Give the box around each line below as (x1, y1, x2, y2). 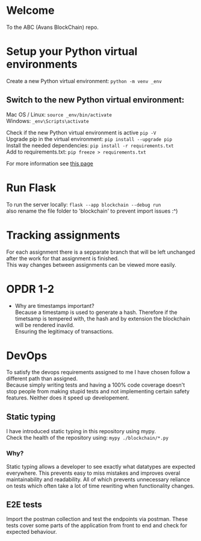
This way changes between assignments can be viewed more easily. (6, 261, 176, 268)
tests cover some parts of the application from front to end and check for (6, 522, 188, 529)
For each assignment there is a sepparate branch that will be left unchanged (6, 248, 196, 255)
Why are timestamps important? (14, 302, 94, 309)
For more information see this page (6, 160, 93, 167)
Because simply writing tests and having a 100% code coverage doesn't (6, 381, 185, 389)
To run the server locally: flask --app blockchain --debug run (6, 201, 161, 208)
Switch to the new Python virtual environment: (6, 95, 185, 105)
